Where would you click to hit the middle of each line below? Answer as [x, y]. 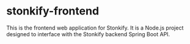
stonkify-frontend [53, 11]
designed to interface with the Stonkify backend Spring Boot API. [88, 34]
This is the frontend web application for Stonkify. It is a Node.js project [95, 28]
